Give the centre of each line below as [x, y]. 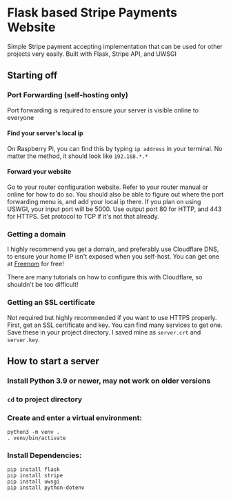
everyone [21, 117]
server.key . [23, 339]
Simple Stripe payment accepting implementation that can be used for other [115, 46]
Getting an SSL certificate [51, 303]
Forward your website [39, 172]
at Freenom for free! [36, 264]
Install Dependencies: [44, 455]
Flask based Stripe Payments [92, 13]
